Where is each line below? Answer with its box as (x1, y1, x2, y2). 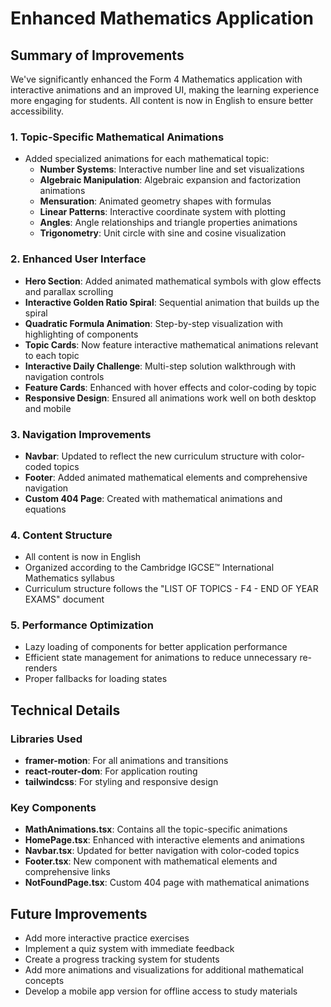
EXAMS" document (24, 593, 105, 606)
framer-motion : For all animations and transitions (24, 755, 229, 767)
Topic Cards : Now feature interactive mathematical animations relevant (24, 338, 319, 351)
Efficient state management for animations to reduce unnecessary (24, 652, 298, 664)
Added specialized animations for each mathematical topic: (24, 153, 270, 165)
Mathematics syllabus (24, 572, 115, 584)
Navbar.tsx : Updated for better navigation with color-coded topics (24, 845, 300, 857)
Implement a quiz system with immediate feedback (24, 943, 235, 955)
